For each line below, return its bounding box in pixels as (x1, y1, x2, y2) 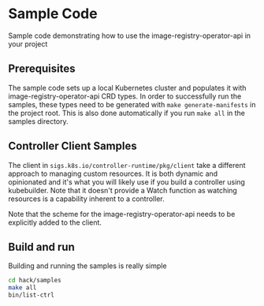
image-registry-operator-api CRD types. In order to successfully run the (8, 91, 242, 101)
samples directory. (8, 116, 69, 126)
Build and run (8, 240, 75, 253)
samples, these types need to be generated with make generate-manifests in (8, 99, 256, 109)
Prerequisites (8, 62, 76, 76)
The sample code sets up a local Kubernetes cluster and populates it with (8, 83, 247, 92)
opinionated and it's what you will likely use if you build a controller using (8, 177, 246, 186)
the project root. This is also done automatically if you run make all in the (8, 108, 246, 118)
